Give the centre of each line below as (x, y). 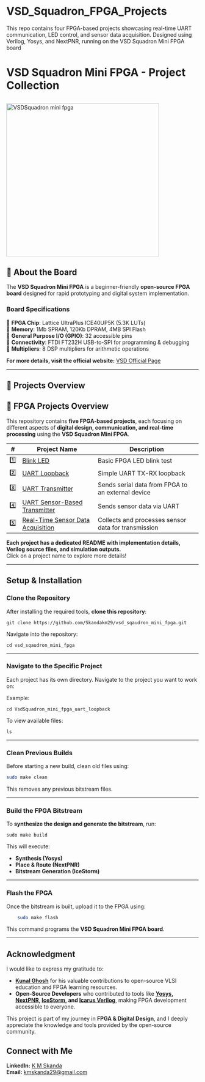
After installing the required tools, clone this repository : (77, 611)
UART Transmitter (48, 488)
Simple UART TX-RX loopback (141, 474)
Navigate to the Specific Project (54, 666)
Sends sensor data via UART (138, 506)
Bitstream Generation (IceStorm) (57, 871)
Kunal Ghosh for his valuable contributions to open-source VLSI (96, 981)
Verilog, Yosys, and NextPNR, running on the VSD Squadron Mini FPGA (95, 41)
